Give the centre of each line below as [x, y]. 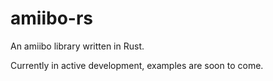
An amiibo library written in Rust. [77, 46]
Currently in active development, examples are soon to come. [137, 65]
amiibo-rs [51, 18]
